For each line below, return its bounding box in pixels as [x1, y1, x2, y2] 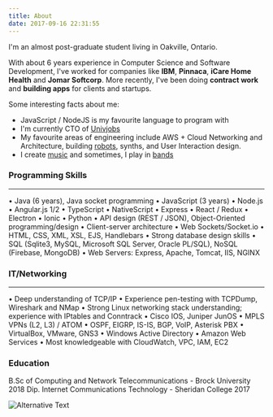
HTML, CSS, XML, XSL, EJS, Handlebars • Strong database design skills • [8, 230, 257, 240]
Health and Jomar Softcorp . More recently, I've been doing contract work [8, 75, 258, 85]
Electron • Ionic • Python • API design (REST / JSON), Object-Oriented [8, 213, 245, 223]
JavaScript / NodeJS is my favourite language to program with [19, 115, 229, 124]
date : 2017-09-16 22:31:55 [8, 20, 100, 28]
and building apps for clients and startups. [8, 83, 152, 93]
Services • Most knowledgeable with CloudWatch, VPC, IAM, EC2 [8, 337, 229, 347]
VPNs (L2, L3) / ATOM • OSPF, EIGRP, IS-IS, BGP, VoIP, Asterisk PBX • [8, 320, 245, 330]
